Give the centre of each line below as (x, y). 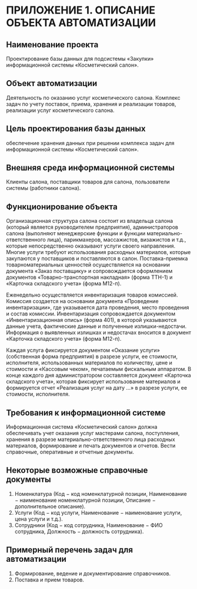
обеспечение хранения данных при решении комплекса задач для (90, 143)
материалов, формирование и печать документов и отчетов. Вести (91, 446)
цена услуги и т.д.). (39, 519)
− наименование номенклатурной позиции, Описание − (85, 500)
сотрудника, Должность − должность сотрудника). (79, 531)
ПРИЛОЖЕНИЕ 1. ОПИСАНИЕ (81, 10)
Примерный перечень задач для (70, 550)
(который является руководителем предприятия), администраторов (92, 227)
